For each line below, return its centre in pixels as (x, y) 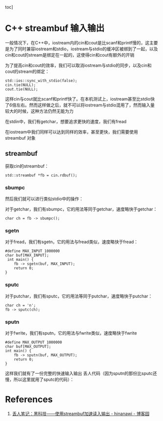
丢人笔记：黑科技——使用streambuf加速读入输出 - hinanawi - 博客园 (81, 413)
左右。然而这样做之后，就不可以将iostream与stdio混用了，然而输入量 (86, 105)
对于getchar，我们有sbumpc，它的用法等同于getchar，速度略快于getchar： (81, 209)
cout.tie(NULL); (21, 89)
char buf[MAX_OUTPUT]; (28, 346)
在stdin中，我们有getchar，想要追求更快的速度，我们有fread (66, 121)
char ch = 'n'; (20, 305)
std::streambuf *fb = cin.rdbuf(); (41, 175)
